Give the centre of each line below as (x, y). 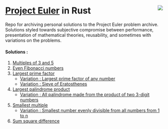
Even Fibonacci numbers (38, 68)
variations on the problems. (33, 40)
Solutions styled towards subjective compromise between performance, (79, 29)
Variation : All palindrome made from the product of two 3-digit (85, 95)
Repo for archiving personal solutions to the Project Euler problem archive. (82, 24)
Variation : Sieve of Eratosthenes (53, 84)
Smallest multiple (30, 105)
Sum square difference (36, 121)
